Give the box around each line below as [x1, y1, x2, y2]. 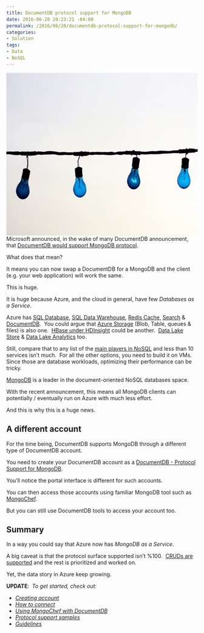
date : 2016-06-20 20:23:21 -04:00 [6, 16, 94, 23]
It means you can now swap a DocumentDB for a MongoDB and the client [6, 265, 191, 273]
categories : [6, 29, 36, 35]
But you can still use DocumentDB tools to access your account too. [6, 507, 176, 514]
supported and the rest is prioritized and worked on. [6, 559, 137, 567]
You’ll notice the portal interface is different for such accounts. [6, 476, 163, 484]
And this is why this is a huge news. [6, 406, 96, 413]
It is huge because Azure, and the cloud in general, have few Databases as [6, 295, 194, 302]
